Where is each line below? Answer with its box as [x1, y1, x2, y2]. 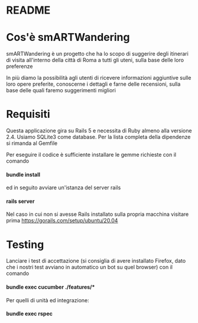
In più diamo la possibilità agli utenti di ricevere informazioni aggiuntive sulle [6, 75, 191, 82]
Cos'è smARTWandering [6, 31, 130, 44]
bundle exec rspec [6, 310, 53, 317]
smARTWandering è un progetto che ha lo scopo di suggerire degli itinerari [6, 50, 189, 57]
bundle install [6, 171, 40, 178]
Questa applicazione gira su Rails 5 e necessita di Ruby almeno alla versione [6, 127, 192, 134]
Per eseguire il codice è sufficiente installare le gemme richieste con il [6, 151, 177, 159]
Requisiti [6, 108, 50, 121]
